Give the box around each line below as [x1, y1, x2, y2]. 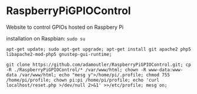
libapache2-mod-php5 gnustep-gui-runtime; [6, 51, 112, 57]
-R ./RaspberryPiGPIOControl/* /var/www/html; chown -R [6, 66, 146, 73]
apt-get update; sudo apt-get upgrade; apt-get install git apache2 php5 [6, 46, 192, 52]
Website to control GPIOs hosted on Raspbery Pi [6, 23, 124, 31]
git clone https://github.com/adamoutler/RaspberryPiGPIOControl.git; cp [6, 62, 192, 68]
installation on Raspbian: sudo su [6, 35, 86, 42]
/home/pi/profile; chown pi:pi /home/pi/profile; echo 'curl [6, 77, 160, 83]
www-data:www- [148, 66, 183, 73]
